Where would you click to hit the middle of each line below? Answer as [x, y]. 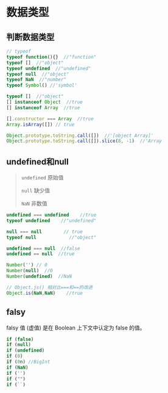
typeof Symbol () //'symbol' [42, 85]
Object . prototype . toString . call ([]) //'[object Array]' [80, 135]
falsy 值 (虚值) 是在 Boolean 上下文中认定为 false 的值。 [76, 328]
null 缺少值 [36, 190]
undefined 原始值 [42, 178]
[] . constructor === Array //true [50, 119]
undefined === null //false [43, 248]
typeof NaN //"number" [37, 80]
